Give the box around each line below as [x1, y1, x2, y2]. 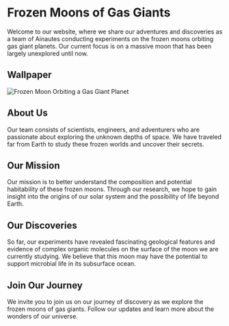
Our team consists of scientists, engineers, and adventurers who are [7, 125, 200, 134]
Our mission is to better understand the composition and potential [7, 178, 193, 186]
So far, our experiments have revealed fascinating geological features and [7, 238, 215, 246]
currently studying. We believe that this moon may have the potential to [7, 252, 208, 261]
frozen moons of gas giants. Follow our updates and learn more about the [7, 305, 215, 313]
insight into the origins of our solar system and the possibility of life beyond [7, 192, 219, 201]
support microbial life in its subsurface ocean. [7, 260, 137, 268]
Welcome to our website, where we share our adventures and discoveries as [7, 27, 223, 36]
